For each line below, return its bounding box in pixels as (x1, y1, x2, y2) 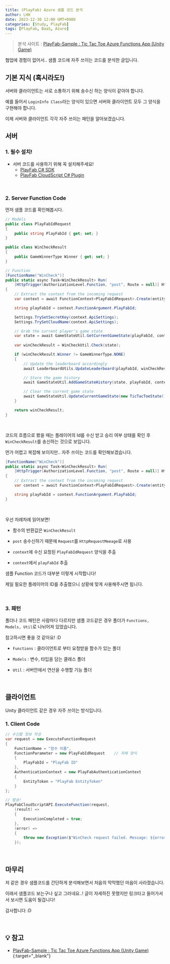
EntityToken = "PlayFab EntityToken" (23, 779, 103, 784)
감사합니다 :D (5, 908, 32, 914)
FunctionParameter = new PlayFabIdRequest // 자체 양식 (14, 750, 138, 756)
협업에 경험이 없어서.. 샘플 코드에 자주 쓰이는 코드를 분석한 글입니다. (5, 57, 139, 63)
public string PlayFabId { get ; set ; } (14, 231, 99, 236)
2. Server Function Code (5, 194, 67, 201)
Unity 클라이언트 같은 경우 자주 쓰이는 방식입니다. (5, 707, 103, 713)
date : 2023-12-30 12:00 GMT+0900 (5, 17, 76, 22)
